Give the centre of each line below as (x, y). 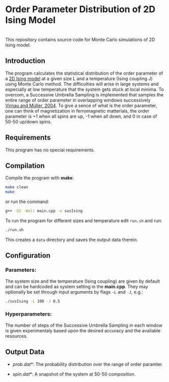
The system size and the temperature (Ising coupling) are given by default (83, 281)
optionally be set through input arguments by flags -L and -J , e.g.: (74, 292)
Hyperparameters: (29, 314)
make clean (17, 187)
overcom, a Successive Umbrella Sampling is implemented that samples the (84, 94)
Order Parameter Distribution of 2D (80, 9)
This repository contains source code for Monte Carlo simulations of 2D (80, 40)
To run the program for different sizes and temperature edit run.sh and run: (84, 221)
